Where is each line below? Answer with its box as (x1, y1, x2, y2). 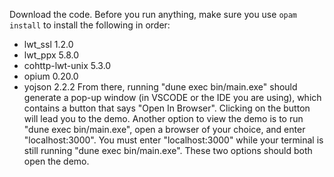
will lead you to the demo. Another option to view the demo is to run (23, 113, 304, 124)
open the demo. (23, 155, 90, 167)
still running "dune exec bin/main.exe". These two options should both (23, 145, 313, 156)
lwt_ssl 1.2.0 (23, 39, 74, 50)
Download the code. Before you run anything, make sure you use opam (9, 9, 298, 20)
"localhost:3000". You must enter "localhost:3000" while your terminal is (23, 134, 324, 146)
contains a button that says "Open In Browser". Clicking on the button (23, 102, 311, 114)
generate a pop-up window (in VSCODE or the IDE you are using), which (23, 92, 322, 103)
